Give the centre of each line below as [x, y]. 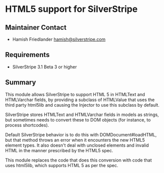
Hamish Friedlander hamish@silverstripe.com [59, 39]
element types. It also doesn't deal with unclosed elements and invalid [77, 145]
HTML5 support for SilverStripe [71, 9]
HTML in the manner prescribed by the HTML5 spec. [59, 150]
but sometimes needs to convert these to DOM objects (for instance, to [78, 119]
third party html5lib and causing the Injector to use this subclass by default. [82, 105]
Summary [21, 83]
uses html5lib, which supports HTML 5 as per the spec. [62, 165]
